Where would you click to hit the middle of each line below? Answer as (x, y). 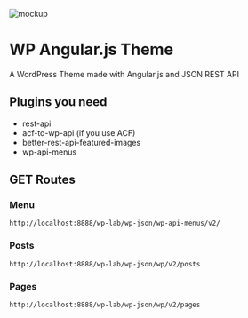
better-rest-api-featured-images (81, 142)
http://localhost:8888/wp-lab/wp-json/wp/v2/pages (105, 305)
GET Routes (42, 180)
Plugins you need (58, 102)
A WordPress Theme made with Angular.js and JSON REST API (124, 74)
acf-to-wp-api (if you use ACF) (79, 132)
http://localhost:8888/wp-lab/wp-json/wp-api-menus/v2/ (115, 223)
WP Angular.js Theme (92, 50)
